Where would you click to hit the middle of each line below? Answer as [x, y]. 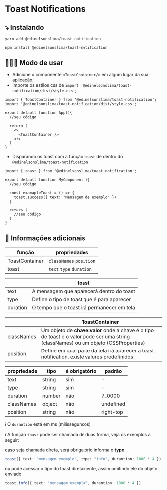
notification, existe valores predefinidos [87, 357]
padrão [113, 371]
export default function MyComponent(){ [48, 180]
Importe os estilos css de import [45, 85]
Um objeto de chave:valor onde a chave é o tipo [97, 330]
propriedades [72, 252]
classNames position [72, 261]
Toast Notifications [45, 9]
